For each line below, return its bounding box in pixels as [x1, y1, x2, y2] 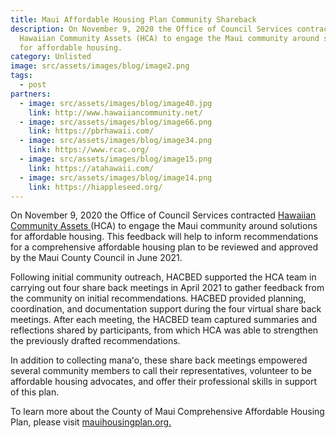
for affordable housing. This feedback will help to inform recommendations [10, 231, 319, 243]
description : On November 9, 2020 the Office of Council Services [10, 24, 293, 34]
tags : [10, 71, 33, 81]
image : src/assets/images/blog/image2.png [10, 61, 190, 71]
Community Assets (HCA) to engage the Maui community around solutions [10, 220, 318, 232]
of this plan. [10, 386, 60, 398]
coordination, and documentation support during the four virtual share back [10, 303, 322, 315]
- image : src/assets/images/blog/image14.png [19, 172, 213, 183]
